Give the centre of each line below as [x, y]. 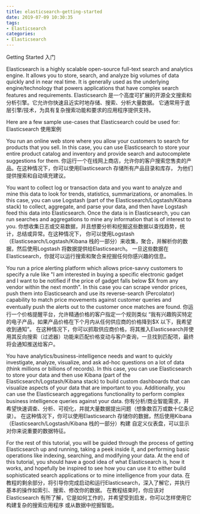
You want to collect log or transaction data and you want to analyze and [94, 188]
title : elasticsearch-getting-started [54, 12]
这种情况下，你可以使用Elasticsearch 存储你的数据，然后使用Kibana [109, 416]
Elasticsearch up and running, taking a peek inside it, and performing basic [98, 449]
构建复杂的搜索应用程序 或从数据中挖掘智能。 [62, 505]
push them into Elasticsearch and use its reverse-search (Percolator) [90, 293]
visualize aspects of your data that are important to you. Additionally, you [96, 388]
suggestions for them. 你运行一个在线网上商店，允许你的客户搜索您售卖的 [96, 161]
